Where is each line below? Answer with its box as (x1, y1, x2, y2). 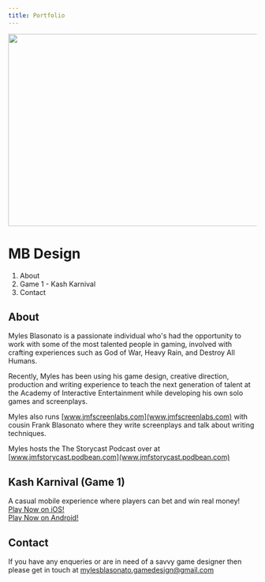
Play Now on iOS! (8, 505, 65, 514)
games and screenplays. (8, 397, 88, 406)
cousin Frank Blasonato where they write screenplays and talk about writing (8, 420, 255, 430)
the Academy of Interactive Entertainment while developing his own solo (8, 388, 244, 398)
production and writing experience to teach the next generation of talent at (8, 380, 251, 390)
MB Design (8, 244, 81, 263)
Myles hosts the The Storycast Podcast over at (8, 444, 160, 453)
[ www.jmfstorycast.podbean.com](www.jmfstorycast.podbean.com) (8, 453, 230, 462)
